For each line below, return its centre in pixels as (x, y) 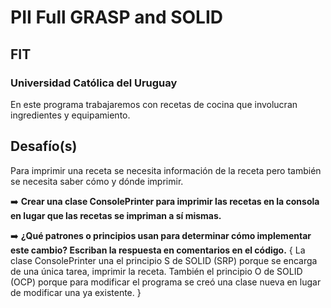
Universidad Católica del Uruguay (94, 83)
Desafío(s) (44, 146)
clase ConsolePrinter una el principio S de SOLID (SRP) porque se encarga (164, 260)
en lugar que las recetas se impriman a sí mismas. (116, 215)
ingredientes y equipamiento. (70, 115)
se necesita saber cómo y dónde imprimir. (97, 181)
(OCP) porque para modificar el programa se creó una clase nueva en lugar (166, 282)
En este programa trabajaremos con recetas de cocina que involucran (154, 104)
